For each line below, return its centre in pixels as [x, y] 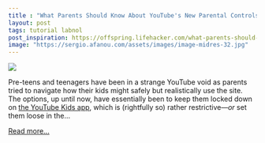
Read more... [29, 131]
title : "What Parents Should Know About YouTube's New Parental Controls [134, 15]
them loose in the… [39, 116]
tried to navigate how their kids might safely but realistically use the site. [125, 91]
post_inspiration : [38, 38]
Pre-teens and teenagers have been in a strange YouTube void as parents [128, 82]
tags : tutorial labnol [45, 30]
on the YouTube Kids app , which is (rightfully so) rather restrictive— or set [127, 107]
